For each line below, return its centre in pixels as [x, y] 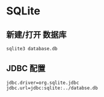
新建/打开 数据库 [37, 34]
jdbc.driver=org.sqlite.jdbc [43, 83]
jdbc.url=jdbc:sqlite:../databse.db [52, 88]
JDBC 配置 [26, 69]
